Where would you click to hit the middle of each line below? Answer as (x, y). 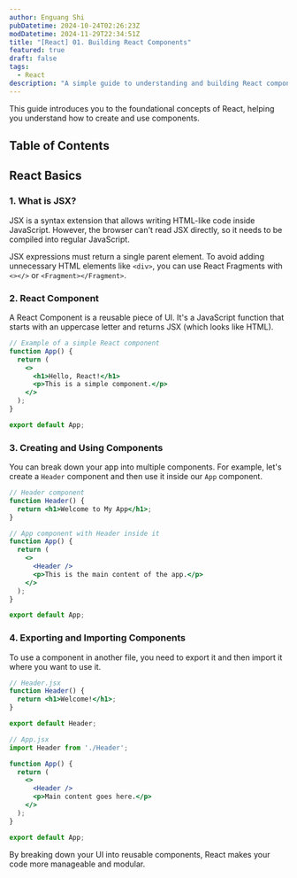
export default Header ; (53, 724)
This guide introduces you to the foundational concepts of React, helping (142, 108)
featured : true (37, 51)
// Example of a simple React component (85, 343)
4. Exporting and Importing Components (98, 638)
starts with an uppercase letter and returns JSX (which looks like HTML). (141, 327)
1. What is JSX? (43, 201)
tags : (19, 67)
